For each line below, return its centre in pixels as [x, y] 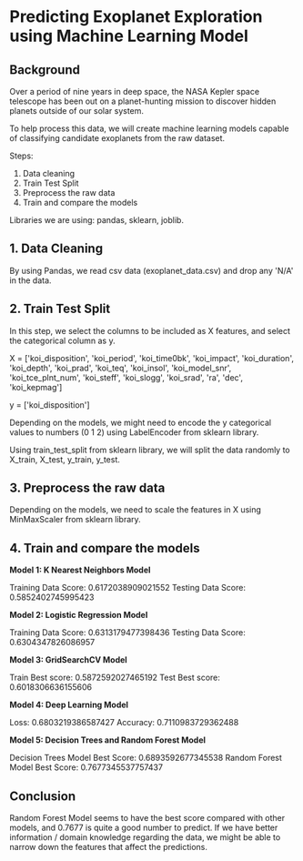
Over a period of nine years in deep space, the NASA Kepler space [135, 91]
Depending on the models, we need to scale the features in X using [136, 510]
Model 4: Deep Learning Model [69, 705]
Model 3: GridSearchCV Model [68, 660]
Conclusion [43, 796]
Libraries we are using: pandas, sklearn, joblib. [97, 220]
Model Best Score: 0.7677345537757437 [86, 767]
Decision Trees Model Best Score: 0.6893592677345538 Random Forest [146, 758]
